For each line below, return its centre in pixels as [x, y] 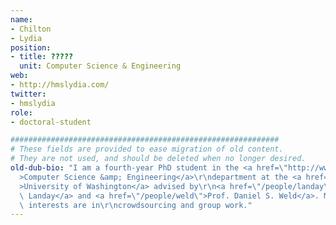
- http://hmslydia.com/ [60, 85]
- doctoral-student [51, 122]
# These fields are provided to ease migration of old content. [147, 149]
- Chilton [31, 29]
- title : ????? [42, 57]
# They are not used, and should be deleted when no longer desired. [158, 159]
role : [21, 112]
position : [31, 47]
